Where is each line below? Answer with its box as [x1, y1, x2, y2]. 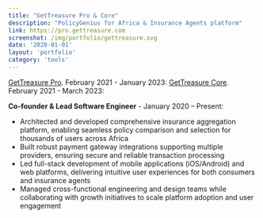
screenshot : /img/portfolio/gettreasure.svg [8, 33, 158, 42]
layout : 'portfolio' [8, 48, 77, 56]
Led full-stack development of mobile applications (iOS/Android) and [19, 159, 245, 168]
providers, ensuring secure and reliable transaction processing [19, 150, 225, 159]
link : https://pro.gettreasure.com [8, 26, 126, 34]
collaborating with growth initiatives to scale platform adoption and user [19, 192, 254, 202]
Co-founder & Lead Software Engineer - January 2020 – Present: [8, 101, 224, 111]
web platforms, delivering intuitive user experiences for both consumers [19, 167, 255, 177]
